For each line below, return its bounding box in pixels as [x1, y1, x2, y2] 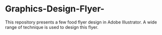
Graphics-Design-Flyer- [5, 3, 105, 14]
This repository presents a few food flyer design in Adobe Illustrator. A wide [5, 19, 157, 25]
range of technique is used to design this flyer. [5, 24, 99, 30]
